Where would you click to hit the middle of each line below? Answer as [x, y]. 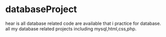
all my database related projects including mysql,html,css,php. [71, 28]
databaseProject [41, 9]
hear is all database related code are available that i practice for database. [83, 23]
